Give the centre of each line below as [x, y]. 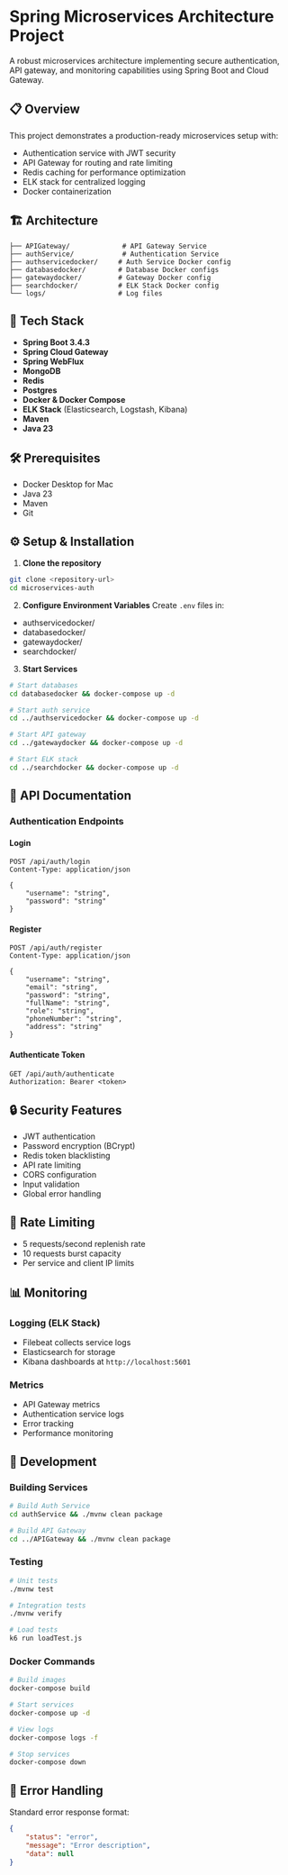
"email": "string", [62, 988]
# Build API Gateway [48, 1530]
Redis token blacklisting [66, 1156]
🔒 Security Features [66, 1110]
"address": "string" [64, 1027]
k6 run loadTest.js [46, 1638]
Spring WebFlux [53, 361]
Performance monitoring [68, 1434]
